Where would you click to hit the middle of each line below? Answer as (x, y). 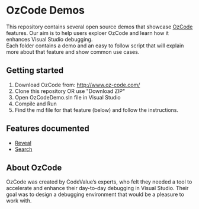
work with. (19, 201)
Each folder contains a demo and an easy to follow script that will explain (95, 46)
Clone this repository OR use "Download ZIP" (70, 91)
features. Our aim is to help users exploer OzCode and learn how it (87, 33)
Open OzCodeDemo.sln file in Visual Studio (68, 97)
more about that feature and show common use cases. (73, 52)
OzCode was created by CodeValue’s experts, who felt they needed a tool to (99, 182)
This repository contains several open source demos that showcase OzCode (99, 27)
